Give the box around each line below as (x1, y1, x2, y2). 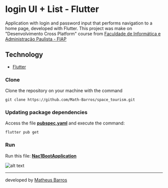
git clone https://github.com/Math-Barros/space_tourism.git (5, 97, 135, 102)
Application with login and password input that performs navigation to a (5, 20, 152, 26)
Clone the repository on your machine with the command (5, 87, 122, 93)
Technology (5, 50, 43, 59)
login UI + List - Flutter (5, 3, 99, 15)
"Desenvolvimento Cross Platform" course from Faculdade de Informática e (5, 30, 161, 36)
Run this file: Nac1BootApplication (5, 152, 76, 158)
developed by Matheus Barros (5, 176, 67, 183)
